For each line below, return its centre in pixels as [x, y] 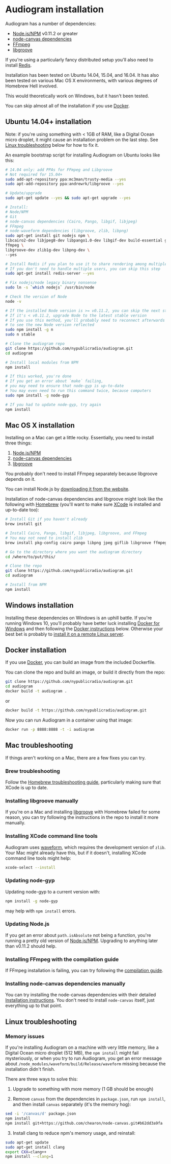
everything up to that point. [34, 1005]
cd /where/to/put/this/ [31, 557]
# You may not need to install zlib [44, 538]
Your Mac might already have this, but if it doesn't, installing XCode [76, 853]
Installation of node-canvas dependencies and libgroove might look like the [84, 499]
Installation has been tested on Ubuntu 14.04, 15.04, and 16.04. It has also [82, 75]
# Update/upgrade [24, 193]
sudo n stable [20, 334]
